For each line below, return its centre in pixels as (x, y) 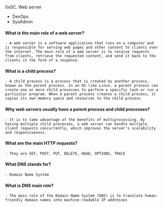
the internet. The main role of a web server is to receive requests (77, 52)
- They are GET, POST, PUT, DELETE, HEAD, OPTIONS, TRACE (65, 153)
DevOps (20, 16)
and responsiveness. (26, 132)
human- (152, 196)
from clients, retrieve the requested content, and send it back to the (81, 56)
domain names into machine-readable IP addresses (76, 200)
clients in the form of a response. (42, 61)
